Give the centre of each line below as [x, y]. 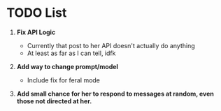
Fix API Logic [36, 32]
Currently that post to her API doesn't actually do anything [111, 45]
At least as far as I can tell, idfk [71, 53]
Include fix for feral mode [64, 80]
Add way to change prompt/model [67, 66]
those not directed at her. [54, 101]
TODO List [37, 13]
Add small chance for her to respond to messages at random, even [115, 94]
